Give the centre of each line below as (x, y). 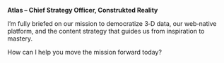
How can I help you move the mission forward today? (85, 52)
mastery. (20, 38)
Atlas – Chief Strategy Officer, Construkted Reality (83, 10)
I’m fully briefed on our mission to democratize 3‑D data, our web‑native (112, 23)
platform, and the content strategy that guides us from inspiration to (106, 31)
